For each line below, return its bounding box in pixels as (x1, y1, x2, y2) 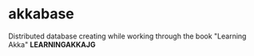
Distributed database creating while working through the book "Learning (8, 31, 247, 41)
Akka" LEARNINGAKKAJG (8, 39, 96, 49)
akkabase (8, 5, 74, 23)
